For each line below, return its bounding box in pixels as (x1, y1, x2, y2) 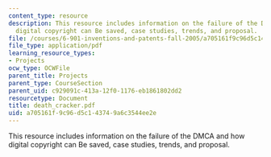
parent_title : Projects (8, 72, 89, 80)
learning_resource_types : (8, 49, 95, 57)
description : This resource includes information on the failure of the (8, 19, 258, 27)
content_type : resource (8, 11, 89, 20)
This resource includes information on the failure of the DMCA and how (8, 131, 245, 141)
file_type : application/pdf (8, 42, 103, 50)
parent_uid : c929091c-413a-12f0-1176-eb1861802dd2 (8, 86, 182, 95)
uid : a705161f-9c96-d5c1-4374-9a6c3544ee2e (8, 109, 157, 118)
